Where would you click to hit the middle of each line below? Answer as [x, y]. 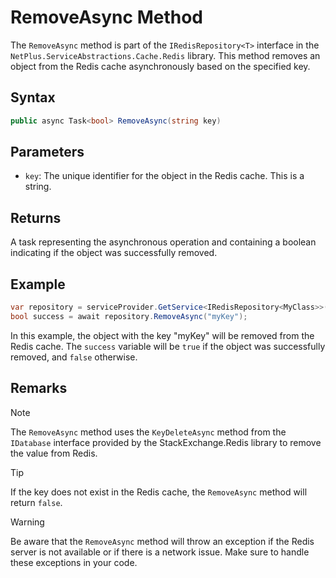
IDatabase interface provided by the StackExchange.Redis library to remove [166, 442]
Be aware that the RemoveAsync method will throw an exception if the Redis [162, 541]
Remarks [39, 388]
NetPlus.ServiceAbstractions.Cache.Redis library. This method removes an [165, 55]
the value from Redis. [54, 453]
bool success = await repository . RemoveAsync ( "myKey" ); [129, 316]
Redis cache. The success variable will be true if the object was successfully [168, 346]
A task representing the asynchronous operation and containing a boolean [163, 242]
